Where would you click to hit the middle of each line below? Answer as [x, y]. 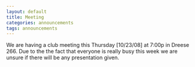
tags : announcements [32, 28]
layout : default [26, 12]
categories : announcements [40, 23]
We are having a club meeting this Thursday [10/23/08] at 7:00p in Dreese [98, 45]
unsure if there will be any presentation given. [63, 58]
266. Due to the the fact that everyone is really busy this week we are [92, 52]
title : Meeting [25, 17]
